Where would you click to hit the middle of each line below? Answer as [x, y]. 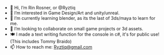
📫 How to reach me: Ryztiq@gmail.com [51, 47]
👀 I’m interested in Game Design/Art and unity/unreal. [65, 13]
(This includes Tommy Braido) [41, 41]
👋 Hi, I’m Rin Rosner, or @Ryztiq [43, 8]
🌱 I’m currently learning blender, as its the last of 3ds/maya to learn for [82, 18]
